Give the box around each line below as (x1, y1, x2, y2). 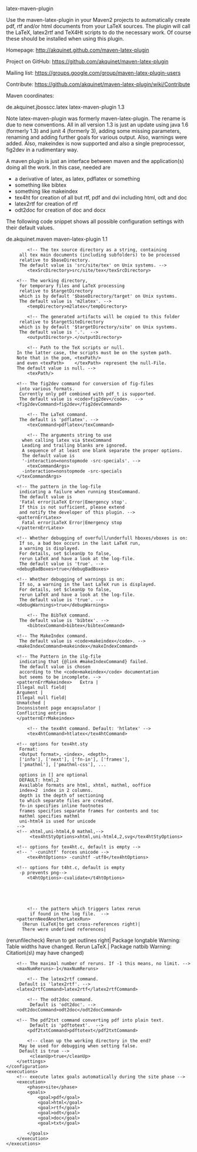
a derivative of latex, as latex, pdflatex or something (14, 175, 140, 182)
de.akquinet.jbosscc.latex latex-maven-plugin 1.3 (6, 104, 125, 111)
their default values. (6, 224, 55, 231)
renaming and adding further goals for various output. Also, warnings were (6, 134, 188, 141)
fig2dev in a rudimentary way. (6, 147, 78, 153)
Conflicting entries (16, 710, 67, 716)
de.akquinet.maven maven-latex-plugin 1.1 (6, 235, 108, 242)
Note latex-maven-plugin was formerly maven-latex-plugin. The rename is (6, 115, 186, 122)
